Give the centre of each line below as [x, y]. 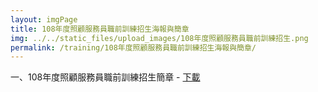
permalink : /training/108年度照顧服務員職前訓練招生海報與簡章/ [133, 47]
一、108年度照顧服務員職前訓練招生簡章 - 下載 [105, 77]
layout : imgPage [44, 19]
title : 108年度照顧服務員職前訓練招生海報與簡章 [100, 29]
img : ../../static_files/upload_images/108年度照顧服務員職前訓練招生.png [159, 38]
